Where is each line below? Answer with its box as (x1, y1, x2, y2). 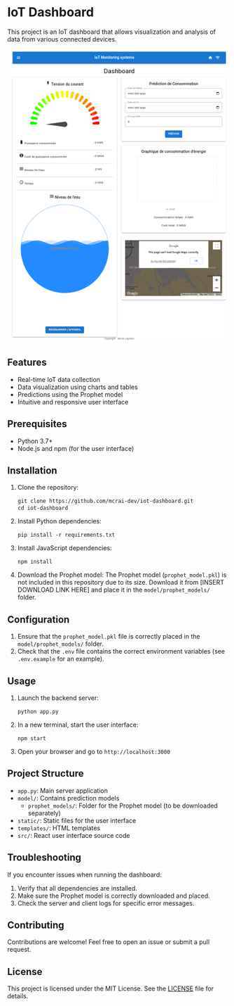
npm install (17, 559, 53, 566)
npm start (17, 735, 47, 742)
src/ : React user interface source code (17, 831, 130, 839)
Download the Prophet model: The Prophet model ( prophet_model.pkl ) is (17, 571, 227, 579)
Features (7, 357, 47, 369)
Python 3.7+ (17, 437, 53, 445)
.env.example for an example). (17, 655, 104, 663)
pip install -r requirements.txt (17, 532, 116, 539)
